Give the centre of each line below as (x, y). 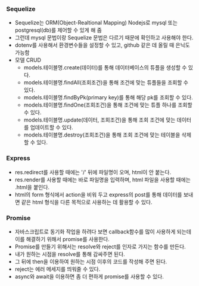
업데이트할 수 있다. (52, 127)
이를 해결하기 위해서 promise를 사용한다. (62, 239)
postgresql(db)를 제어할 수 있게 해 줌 (58, 30)
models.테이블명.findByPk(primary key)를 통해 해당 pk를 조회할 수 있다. (108, 98)
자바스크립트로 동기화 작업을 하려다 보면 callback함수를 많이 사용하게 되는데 (103, 232)
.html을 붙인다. (32, 187)
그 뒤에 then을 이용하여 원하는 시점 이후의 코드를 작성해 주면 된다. (91, 261)
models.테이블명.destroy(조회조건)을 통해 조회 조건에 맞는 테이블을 (102, 135)
